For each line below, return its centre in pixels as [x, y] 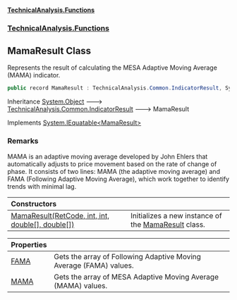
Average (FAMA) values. [94, 265]
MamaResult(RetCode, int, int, [60, 215]
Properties [29, 244]
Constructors [34, 204]
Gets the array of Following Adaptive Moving [127, 256]
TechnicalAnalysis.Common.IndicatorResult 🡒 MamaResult [98, 109]
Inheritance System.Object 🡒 [55, 101]
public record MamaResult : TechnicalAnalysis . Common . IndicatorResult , [115, 88]
